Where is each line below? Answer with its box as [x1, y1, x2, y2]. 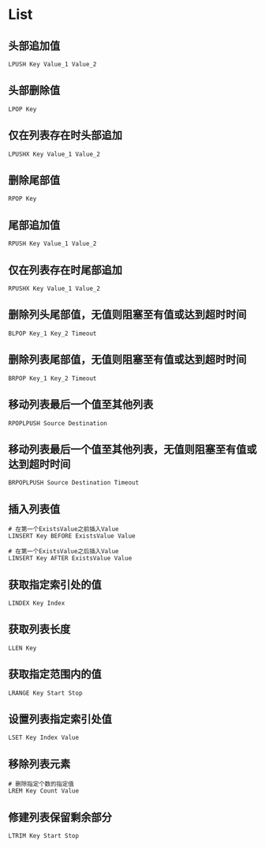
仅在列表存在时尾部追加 [8, 263, 122, 277]
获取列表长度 [8, 623, 71, 636]
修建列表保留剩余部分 [8, 810, 112, 824]
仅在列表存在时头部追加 [8, 129, 122, 142]
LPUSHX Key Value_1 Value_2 [8, 150, 101, 158]
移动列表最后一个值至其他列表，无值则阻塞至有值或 [8, 443, 257, 456]
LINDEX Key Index [8, 599, 65, 607]
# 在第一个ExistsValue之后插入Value [8, 548, 119, 556]
